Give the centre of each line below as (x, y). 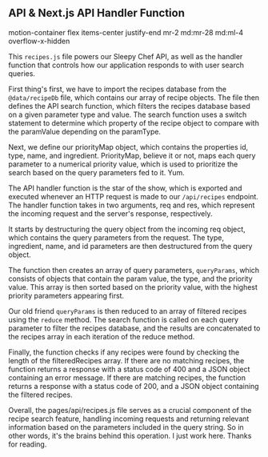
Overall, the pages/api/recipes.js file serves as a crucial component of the (130, 410)
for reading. (28, 444)
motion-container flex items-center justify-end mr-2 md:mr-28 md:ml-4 (126, 32)
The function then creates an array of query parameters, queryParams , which (134, 270)
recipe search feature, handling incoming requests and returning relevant (129, 419)
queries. (22, 73)
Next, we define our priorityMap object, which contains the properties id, (128, 146)
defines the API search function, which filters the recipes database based (129, 106)
